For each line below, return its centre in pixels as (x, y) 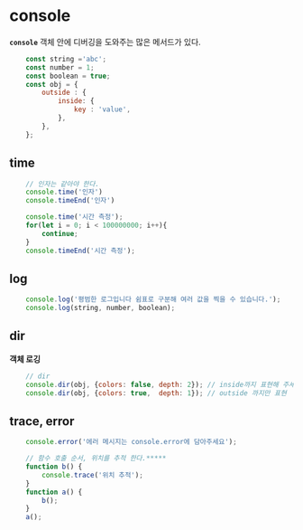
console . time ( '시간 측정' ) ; (74, 217)
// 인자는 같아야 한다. (63, 184)
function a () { (54, 492)
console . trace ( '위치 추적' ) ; (93, 475)
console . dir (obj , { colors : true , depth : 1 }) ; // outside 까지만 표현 (156, 393)
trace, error (42, 421)
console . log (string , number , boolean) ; (101, 308)
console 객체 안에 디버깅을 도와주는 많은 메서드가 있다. (105, 42)
